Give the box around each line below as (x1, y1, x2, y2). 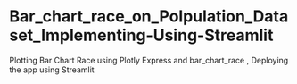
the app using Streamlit (9, 64, 95, 75)
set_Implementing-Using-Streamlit (9, 25, 274, 46)
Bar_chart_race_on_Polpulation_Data (9, 6, 289, 27)
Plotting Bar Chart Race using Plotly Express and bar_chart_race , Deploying (9, 55, 289, 65)
